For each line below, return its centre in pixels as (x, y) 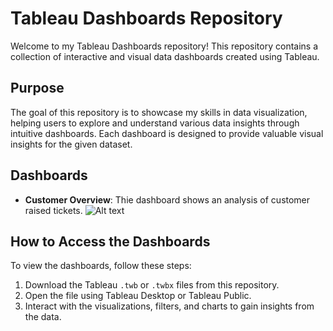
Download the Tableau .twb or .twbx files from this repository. (152, 285)
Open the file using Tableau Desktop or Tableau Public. (138, 296)
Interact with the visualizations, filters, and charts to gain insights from (169, 306)
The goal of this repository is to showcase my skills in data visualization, (159, 112)
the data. (43, 317)
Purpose (37, 88)
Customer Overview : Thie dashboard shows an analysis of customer (167, 199)
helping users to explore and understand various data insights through (155, 123)
